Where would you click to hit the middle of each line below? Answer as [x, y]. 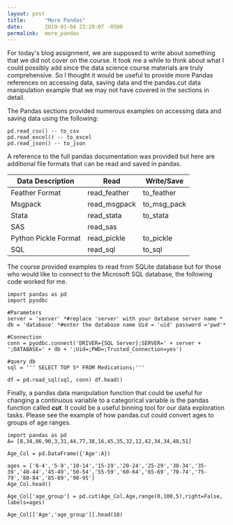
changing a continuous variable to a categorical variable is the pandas [108, 400]
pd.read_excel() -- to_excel [50, 138]
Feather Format [36, 193]
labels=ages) [26, 503]
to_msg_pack [165, 205]
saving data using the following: [53, 119]
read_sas [102, 227]
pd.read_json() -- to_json [46, 144]
